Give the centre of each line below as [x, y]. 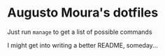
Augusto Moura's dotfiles [83, 13]
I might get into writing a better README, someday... [83, 45]
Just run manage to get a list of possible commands [80, 32]
